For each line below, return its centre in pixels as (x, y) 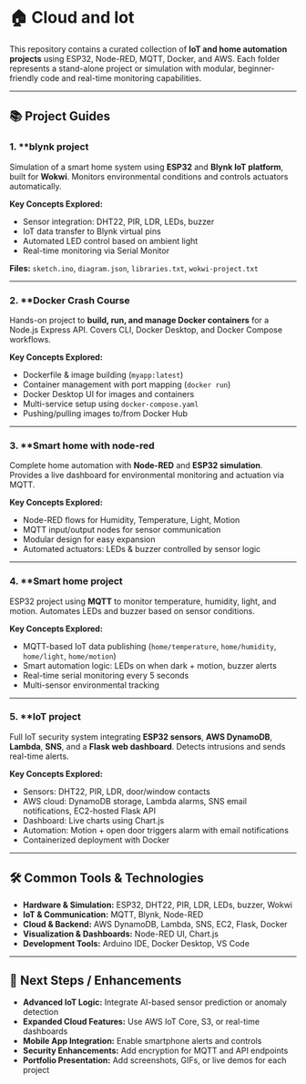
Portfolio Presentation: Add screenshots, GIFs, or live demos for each (154, 1060)
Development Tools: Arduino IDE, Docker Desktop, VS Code (136, 943)
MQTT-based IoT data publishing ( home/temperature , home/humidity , (149, 646)
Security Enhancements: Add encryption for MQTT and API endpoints (155, 1051)
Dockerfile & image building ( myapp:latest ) (103, 374)
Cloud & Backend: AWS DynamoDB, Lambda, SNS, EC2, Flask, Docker (155, 924)
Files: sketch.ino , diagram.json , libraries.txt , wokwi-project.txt (134, 268)
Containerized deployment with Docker (96, 840)
